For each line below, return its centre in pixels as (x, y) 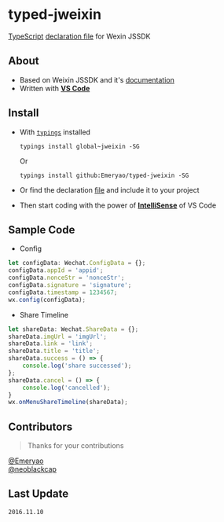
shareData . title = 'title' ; (54, 351)
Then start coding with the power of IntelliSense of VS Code (118, 205)
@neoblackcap (33, 469)
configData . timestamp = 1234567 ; (63, 292)
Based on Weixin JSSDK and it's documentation (97, 79)
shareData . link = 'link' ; (50, 344)
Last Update (39, 494)
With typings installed (55, 132)
